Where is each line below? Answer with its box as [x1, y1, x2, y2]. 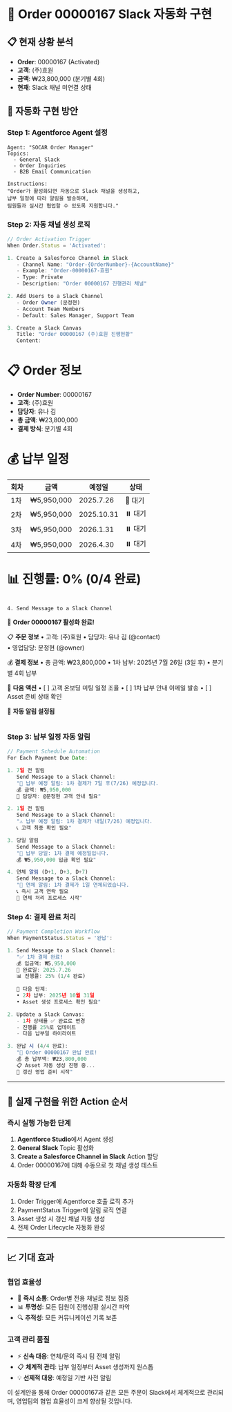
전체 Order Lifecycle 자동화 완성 [17, 1223, 106, 1231]
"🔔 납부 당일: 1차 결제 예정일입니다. [16, 849, 109, 857]
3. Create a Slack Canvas [7, 324, 81, 332]
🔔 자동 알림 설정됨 [7, 707, 55, 715]
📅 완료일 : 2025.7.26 [16, 966, 71, 973]
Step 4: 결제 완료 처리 [7, 912, 76, 921]
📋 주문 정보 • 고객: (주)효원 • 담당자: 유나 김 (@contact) [7, 633, 161, 641]
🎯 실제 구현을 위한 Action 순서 [7, 1096, 128, 1108]
